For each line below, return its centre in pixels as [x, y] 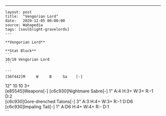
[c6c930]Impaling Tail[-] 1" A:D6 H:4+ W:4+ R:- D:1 [57, 107]
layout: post [19, 12]
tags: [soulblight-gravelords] [37, 29]
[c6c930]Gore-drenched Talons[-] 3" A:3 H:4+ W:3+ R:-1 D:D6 [69, 101]
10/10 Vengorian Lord [27, 59]
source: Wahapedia [24, 25]
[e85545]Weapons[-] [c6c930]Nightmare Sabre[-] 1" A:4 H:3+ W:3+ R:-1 [79, 91]
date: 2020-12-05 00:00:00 [35, 21]
